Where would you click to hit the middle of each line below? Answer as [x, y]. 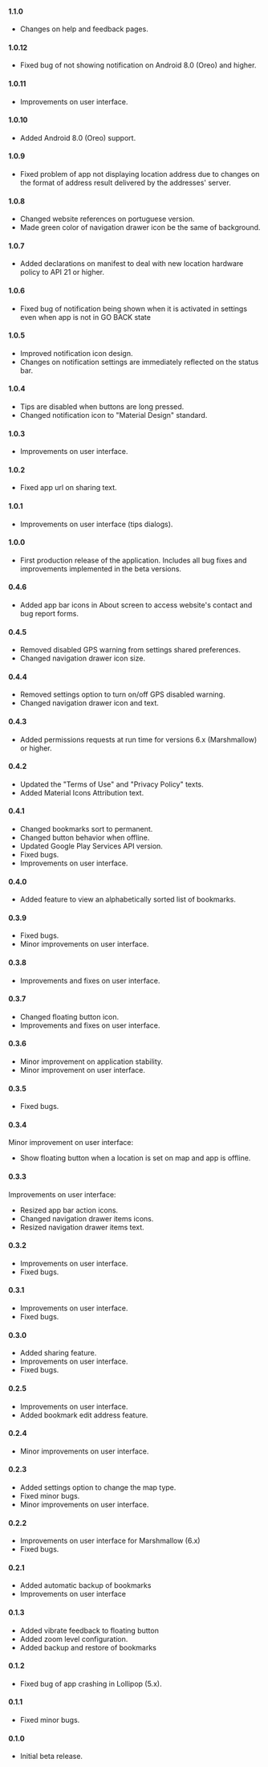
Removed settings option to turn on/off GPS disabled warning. [122, 694]
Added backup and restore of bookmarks [88, 1647]
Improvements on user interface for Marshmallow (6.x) [110, 1541]
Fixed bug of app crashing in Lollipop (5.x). [91, 1683]
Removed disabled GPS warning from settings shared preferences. [130, 650]
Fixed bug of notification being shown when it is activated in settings [133, 309]
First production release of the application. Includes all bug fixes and [133, 560]
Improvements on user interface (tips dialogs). [96, 524]
